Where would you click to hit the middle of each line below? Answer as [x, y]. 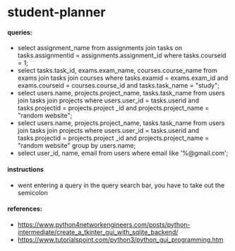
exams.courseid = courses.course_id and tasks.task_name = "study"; [119, 86]
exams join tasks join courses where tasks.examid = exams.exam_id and [123, 78]
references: [25, 209]
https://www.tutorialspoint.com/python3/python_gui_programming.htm [120, 239]
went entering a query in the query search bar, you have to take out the [121, 185]
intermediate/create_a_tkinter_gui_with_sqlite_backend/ [98, 232]
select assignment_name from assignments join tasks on [100, 48]
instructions [26, 169]
